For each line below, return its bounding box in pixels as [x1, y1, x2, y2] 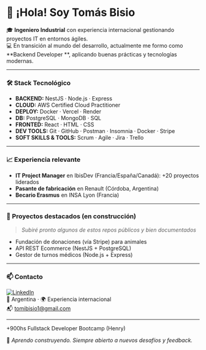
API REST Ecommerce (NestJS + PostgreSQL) [15, 245, 132, 252]
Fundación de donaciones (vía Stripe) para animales [15, 238, 147, 245]
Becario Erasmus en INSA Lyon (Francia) [15, 191, 120, 199]
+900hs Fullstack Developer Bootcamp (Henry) [6, 325, 126, 332]
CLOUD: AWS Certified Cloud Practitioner [15, 101, 121, 109]
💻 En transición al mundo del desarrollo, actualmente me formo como [6, 42, 183, 49]
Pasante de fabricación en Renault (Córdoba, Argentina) [15, 185, 159, 192]
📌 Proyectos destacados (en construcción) [6, 212, 137, 221]
